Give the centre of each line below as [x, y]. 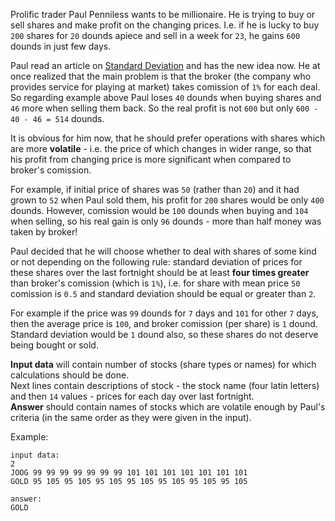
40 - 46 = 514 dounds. [57, 118]
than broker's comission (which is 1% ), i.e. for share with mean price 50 [155, 283]
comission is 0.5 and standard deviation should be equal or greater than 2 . [163, 293]
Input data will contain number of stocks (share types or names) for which [163, 364]
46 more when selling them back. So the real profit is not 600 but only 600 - [164, 108]
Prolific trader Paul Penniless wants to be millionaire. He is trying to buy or [163, 14]
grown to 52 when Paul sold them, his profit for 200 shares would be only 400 [167, 200]
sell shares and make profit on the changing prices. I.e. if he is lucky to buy [165, 25]
